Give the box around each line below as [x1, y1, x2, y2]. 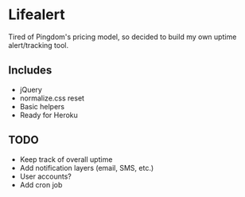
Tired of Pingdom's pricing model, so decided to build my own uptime [8, 32, 237, 41]
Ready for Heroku [19, 110, 78, 120]
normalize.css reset [19, 93, 85, 103]
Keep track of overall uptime [19, 154, 113, 164]
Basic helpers [19, 101, 65, 111]
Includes [8, 64, 52, 77]
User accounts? [19, 171, 72, 181]
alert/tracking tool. [8, 40, 69, 49]
